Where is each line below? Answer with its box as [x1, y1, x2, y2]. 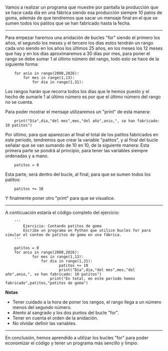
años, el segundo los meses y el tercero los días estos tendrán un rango [5, 40, 153, 46]
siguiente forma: [5, 61, 39, 67]
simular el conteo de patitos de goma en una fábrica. [5, 232, 122, 237]
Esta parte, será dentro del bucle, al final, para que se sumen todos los [5, 171, 151, 177]
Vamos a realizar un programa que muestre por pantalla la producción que [5, 5, 158, 10]
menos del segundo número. [12, 304, 72, 310]
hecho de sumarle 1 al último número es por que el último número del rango [5, 94, 161, 100]
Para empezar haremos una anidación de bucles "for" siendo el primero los [5, 35, 160, 41]
